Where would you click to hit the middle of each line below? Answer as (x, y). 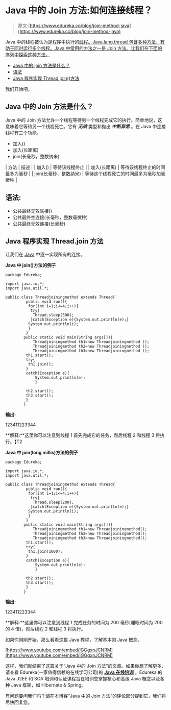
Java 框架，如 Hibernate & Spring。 (48, 685)
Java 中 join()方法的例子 (31, 265)
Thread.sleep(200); (53, 503)
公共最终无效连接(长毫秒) (39, 224)
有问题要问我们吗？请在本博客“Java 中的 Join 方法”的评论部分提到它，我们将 (86, 696)
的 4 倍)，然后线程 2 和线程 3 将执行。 (45, 629)
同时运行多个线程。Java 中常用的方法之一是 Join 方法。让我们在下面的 (88, 48)
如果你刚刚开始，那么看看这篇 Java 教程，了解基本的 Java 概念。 (74, 640)
